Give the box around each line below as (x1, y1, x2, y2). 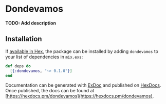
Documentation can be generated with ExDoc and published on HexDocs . (5, 82, 161, 88)
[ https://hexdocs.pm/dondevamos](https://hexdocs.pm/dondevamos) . (5, 93, 154, 99)
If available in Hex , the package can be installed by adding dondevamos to (5, 48, 158, 54)
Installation (5, 35, 42, 43)
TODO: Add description (5, 20, 57, 26)
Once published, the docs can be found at (5, 88, 95, 94)
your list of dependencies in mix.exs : (5, 54, 83, 60)
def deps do (5, 63, 31, 69)
